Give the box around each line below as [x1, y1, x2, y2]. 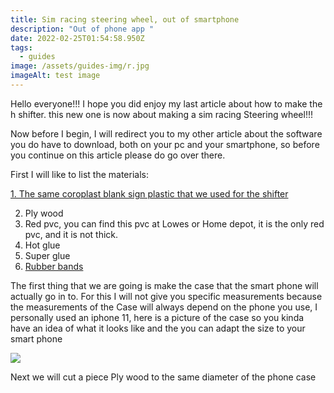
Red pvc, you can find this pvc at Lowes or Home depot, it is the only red [24, 217, 325, 230]
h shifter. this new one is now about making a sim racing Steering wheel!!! [10, 108, 313, 120]
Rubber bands [24, 260, 84, 272]
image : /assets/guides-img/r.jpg [10, 61, 150, 71]
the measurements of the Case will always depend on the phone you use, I [10, 301, 318, 313]
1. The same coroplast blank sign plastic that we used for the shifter [10, 187, 289, 200]
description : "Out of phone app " [10, 24, 155, 34]
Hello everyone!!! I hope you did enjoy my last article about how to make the [10, 97, 323, 110]
